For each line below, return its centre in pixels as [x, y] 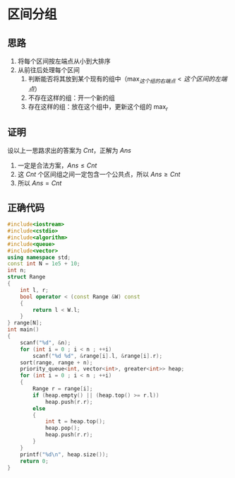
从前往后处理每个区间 [48, 70]
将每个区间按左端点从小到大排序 [64, 61]
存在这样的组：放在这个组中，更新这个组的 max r [98, 107]
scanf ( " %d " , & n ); [46, 343]
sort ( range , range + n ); [56, 362]
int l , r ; [35, 290]
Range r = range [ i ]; [63, 389]
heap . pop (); [62, 429]
